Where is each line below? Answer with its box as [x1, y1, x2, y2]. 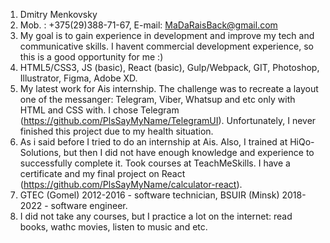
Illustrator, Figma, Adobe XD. [19, 72, 138, 84]
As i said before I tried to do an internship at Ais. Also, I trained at [19, 136, 288, 148]
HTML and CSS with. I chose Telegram [19, 104, 180, 116]
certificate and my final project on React [19, 168, 186, 179]
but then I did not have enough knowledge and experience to [63, 147, 315, 158]
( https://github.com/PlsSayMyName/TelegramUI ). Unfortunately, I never [19, 115, 317, 126]
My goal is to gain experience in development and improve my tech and [19, 30, 315, 41]
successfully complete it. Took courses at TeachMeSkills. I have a [19, 157, 291, 169]
